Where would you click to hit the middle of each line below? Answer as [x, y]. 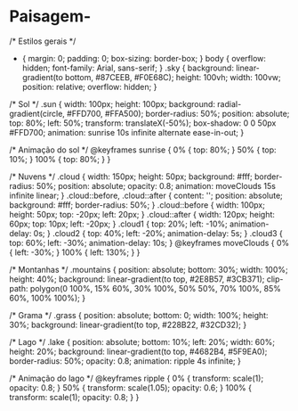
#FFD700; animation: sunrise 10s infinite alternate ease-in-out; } [127, 132]
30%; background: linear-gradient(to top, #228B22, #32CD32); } [128, 325]
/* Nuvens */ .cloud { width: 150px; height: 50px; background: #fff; [131, 177]
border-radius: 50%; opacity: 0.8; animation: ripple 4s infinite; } [125, 361]
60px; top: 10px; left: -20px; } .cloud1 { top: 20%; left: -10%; [119, 224]
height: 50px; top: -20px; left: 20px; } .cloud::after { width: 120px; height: [142, 214]
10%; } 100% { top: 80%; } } [60, 159]
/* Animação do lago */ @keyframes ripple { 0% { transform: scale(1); [137, 378]
